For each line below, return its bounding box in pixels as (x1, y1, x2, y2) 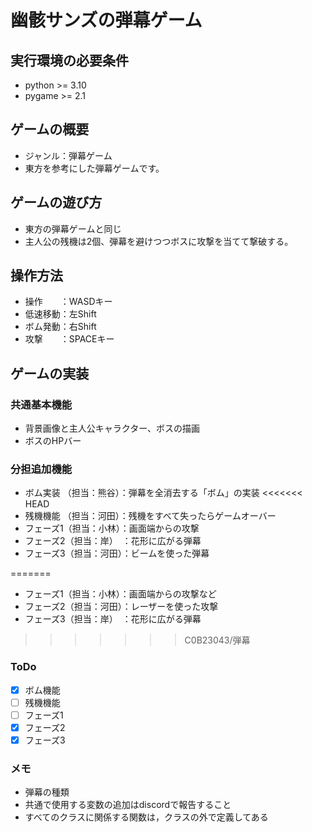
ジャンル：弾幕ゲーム (24, 149, 113, 161)
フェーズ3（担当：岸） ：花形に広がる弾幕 (24, 613, 202, 625)
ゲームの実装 (10, 365, 90, 382)
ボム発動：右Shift (24, 321, 97, 333)
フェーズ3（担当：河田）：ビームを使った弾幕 (24, 547, 210, 560)
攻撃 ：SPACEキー (24, 333, 115, 345)
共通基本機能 (10, 397, 73, 411)
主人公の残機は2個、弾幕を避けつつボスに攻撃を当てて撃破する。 (24, 235, 294, 247)
